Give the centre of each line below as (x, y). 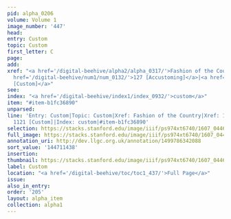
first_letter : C (30, 52)
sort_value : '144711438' (43, 148)
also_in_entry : (29, 186)
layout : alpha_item (35, 199)
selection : (23, 128)
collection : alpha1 (35, 205)
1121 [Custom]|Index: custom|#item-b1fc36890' (81, 122)
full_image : (24, 135)
